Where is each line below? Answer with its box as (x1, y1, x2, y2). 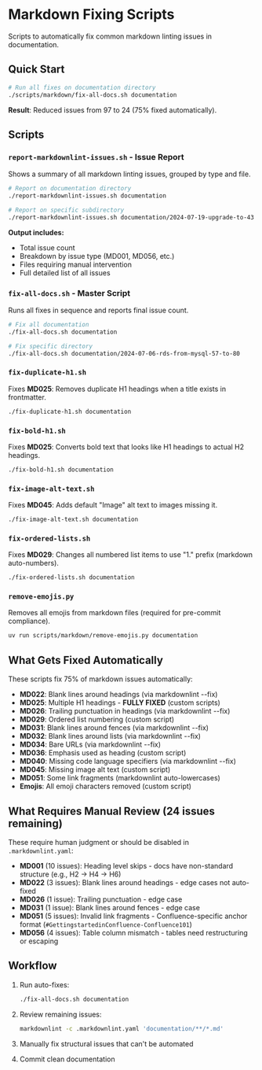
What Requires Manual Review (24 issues (8, 804, 216, 817)
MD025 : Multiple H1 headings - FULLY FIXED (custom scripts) (19, 698, 221, 707)
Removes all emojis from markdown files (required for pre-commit (8, 608, 221, 618)
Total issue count (19, 242, 76, 253)
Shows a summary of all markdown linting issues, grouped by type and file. (8, 169, 251, 179)
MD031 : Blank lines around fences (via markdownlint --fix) (19, 723, 209, 732)
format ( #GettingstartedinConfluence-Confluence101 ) (19, 919, 192, 929)
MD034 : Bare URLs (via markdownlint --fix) (19, 740, 162, 749)
